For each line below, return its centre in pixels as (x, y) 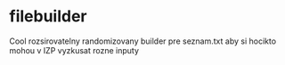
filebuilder (48, 16)
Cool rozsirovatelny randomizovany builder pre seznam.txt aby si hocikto (143, 41)
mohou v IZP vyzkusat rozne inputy (74, 50)
